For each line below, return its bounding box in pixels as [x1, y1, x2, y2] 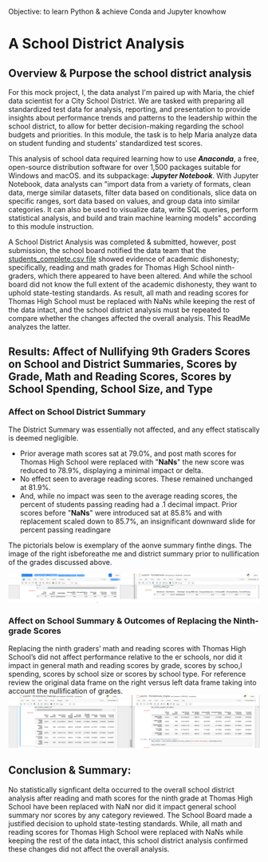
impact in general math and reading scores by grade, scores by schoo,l [8, 660, 242, 670]
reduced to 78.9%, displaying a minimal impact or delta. [19, 465, 203, 475]
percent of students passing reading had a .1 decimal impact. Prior [19, 499, 238, 509]
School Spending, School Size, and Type [8, 382, 213, 396]
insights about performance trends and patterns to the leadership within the [8, 113, 258, 122]
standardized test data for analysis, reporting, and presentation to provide [8, 105, 251, 114]
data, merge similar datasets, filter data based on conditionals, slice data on [8, 188, 258, 197]
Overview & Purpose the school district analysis [8, 66, 252, 80]
